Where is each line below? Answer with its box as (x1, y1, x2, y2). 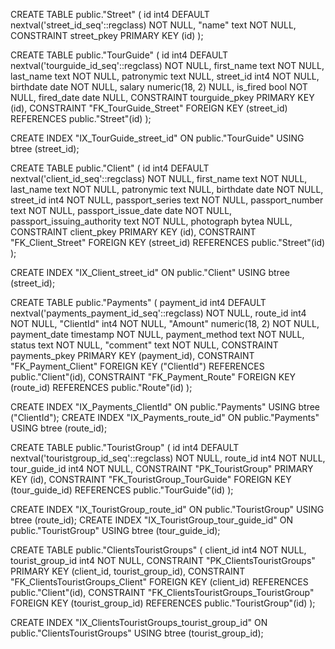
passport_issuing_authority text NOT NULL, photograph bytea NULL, (10, 215, 293, 227)
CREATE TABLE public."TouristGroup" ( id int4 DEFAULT (10, 442, 240, 453)
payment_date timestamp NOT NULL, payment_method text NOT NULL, (10, 329, 305, 340)
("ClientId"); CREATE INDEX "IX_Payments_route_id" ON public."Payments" (10, 412, 320, 423)
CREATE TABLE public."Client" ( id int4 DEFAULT (10, 162, 210, 174)
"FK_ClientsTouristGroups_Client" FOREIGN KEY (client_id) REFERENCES (10, 576, 309, 588)
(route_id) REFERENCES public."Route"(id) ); (10, 382, 193, 393)
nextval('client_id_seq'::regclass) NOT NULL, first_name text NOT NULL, (10, 173, 308, 184)
